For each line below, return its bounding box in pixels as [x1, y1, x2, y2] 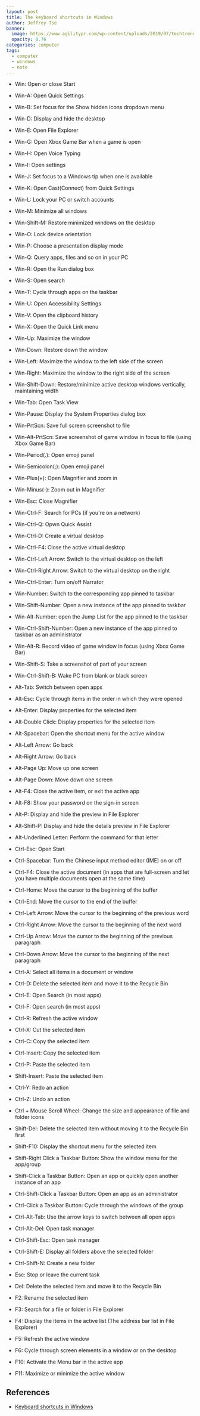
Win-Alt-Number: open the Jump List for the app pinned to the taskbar [14, 613, 188, 620]
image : [11, 31, 28, 37]
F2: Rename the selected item [14, 1294, 88, 1301]
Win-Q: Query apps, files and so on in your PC [14, 254, 129, 261]
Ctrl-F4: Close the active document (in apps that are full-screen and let [14, 868, 189, 876]
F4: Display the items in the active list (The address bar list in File [14, 1318, 174, 1325]
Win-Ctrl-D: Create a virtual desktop [14, 532, 104, 540]
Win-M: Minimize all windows [14, 208, 87, 215]
